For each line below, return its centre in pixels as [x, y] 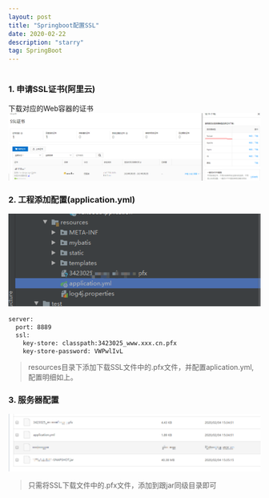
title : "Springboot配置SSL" [54, 25]
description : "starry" [46, 42]
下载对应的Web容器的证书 [51, 108]
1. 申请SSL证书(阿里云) [52, 90]
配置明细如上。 [52, 377]
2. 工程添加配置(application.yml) [72, 200]
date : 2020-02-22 [37, 34]
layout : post [30, 17]
